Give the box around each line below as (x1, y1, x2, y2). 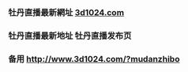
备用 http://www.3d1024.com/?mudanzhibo (8, 53, 180, 64)
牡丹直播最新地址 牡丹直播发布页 (8, 30, 132, 41)
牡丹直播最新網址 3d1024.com (8, 6, 125, 17)
